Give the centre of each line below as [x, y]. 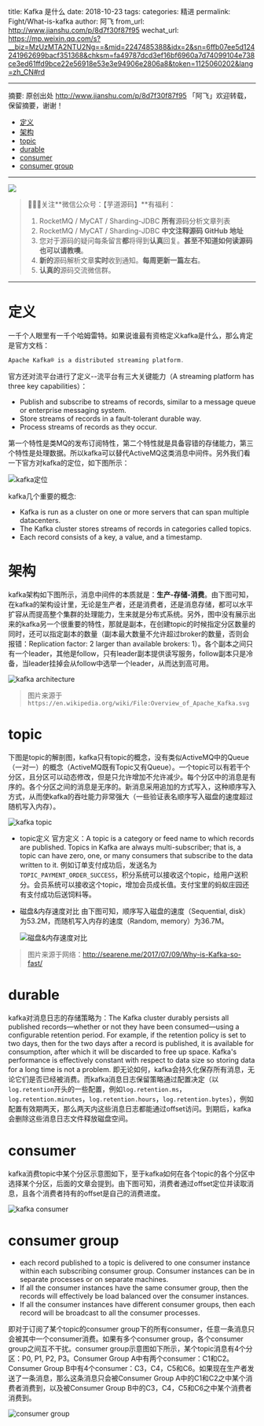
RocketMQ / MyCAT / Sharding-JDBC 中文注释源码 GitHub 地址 [141, 231]
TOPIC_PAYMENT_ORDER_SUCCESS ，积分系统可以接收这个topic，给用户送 [130, 875]
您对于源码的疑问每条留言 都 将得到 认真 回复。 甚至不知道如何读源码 [146, 241]
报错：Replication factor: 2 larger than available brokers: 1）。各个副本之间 [127, 643]
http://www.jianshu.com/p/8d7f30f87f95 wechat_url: [93, 30]
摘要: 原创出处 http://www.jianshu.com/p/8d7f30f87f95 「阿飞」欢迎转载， [130, 96]
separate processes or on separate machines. [94, 1279]
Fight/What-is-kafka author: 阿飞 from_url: [77, 21]
